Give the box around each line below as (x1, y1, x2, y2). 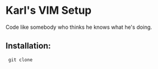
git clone (8, 56, 33, 63)
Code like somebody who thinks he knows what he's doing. (5, 23, 153, 31)
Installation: (5, 41, 51, 51)
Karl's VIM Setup (5, 4, 92, 17)
